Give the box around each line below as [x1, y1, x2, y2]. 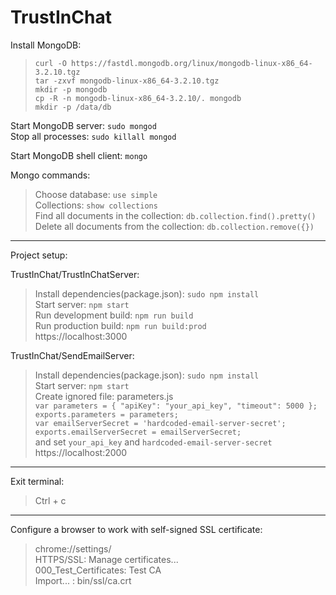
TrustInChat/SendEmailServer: [10, 349, 135, 361]
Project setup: [10, 249, 68, 261]
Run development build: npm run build [34, 309, 194, 321]
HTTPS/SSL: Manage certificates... [34, 553, 179, 565]
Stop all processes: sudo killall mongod [10, 130, 177, 142]
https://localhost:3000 [34, 330, 128, 342]
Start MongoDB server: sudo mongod [10, 119, 157, 131]
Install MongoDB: [10, 39, 82, 51]
